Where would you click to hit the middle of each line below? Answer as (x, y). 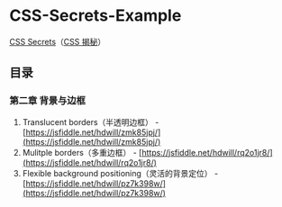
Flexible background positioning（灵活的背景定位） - (120, 173)
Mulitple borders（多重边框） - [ (82, 152)
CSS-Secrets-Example (96, 16)
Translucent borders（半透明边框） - (91, 121)
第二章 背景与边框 (47, 101)
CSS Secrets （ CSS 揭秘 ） (58, 41)
